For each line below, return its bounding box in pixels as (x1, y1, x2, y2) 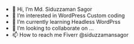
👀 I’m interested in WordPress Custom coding (11, 12, 125, 19)
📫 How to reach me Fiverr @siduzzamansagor (11, 32, 129, 38)
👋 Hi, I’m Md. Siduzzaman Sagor (11, 6, 92, 12)
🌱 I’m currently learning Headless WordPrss (11, 18, 121, 25)
